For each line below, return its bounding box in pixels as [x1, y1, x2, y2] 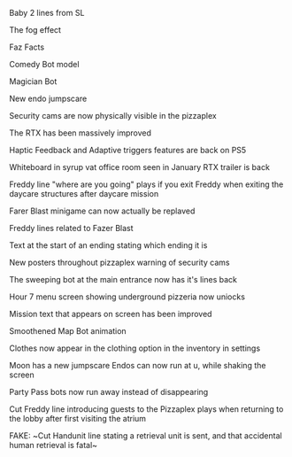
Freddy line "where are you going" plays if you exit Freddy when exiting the [9, 179, 284, 190]
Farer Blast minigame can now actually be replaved [9, 205, 196, 216]
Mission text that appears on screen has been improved [9, 309, 212, 319]
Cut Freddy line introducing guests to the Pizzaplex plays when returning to [9, 404, 284, 414]
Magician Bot [9, 76, 58, 87]
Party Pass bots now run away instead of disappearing [9, 387, 209, 397]
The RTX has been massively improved [9, 128, 152, 138]
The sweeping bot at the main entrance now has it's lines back [9, 275, 237, 284]
